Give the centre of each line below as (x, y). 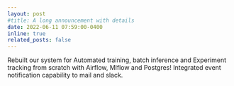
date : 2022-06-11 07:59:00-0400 (55, 27)
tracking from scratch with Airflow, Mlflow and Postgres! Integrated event (114, 68)
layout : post (27, 14)
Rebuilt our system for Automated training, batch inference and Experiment (117, 60)
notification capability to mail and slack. (65, 75)
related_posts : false (39, 40)
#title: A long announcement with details (71, 20)
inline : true (27, 33)
